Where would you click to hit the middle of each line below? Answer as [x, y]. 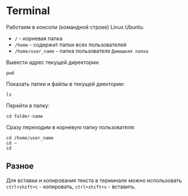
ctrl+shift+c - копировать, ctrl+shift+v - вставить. [71, 187]
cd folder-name [25, 116]
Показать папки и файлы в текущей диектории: [66, 84]
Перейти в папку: [28, 105]
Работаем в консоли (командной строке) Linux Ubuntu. [75, 27]
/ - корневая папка [38, 38]
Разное [20, 166]
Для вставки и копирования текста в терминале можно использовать [94, 180]
